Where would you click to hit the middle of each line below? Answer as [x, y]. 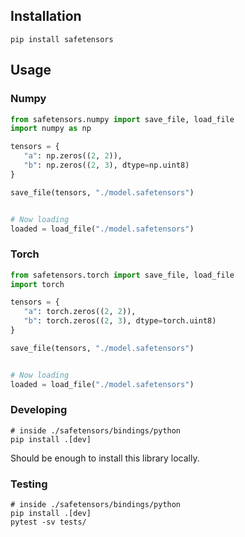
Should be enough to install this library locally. [105, 458]
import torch [37, 284]
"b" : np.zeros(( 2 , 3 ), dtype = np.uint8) [106, 165]
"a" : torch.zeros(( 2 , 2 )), [80, 312]
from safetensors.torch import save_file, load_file [122, 275]
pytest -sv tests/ [48, 522]
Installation [46, 16]
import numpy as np [51, 129]
